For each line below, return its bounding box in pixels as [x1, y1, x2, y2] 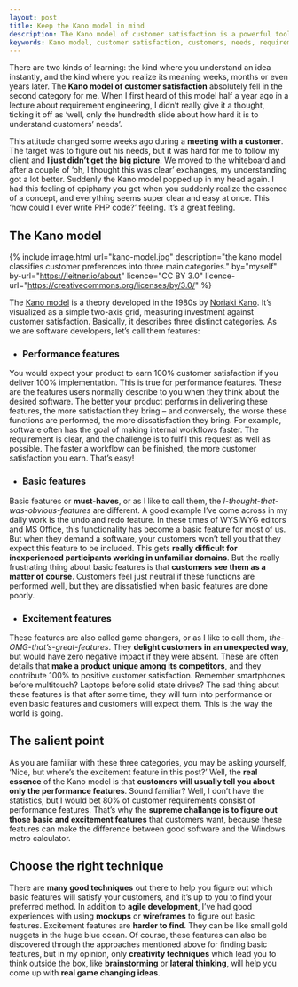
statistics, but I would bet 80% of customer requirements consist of [9, 795, 255, 806]
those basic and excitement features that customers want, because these [9, 814, 282, 824]
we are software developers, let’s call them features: [9, 325, 200, 336]
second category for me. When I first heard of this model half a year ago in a [9, 91, 289, 101]
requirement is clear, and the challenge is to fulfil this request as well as [9, 434, 271, 445]
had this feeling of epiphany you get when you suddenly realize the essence [9, 183, 288, 194]
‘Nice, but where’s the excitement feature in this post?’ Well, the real [9, 766, 258, 777]
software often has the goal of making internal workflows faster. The [9, 424, 260, 436]
